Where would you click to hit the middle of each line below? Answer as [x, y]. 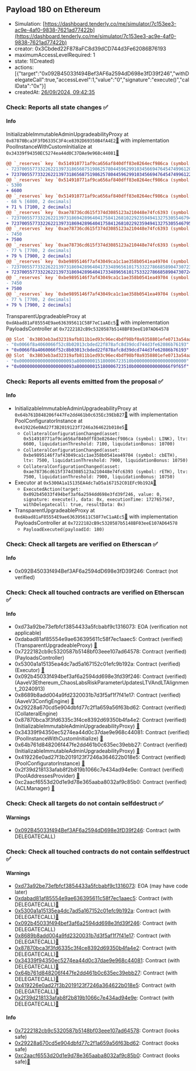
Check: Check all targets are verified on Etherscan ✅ [82, 544]
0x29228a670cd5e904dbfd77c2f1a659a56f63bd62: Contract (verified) [100, 708]
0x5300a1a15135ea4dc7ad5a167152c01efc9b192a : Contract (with [92, 911]
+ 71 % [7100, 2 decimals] [39, 207]
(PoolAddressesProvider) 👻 [47, 776]
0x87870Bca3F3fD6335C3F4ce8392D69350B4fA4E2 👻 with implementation [88, 140]
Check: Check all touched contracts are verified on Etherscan [95, 592]
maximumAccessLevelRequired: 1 [55, 54]
